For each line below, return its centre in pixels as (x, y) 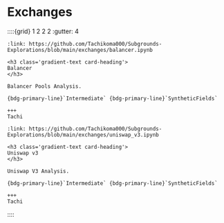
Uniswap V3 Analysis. (38, 171)
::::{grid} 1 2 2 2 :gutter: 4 (43, 31)
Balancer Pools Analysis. (44, 86)
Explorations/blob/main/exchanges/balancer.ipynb (80, 50)
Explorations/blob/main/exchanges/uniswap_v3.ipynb (83, 135)
